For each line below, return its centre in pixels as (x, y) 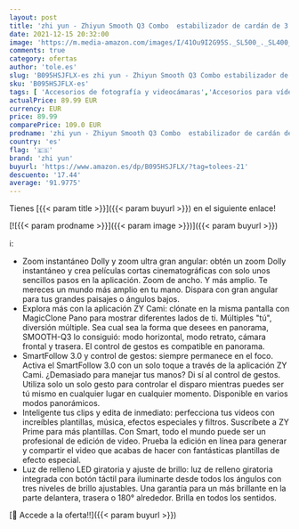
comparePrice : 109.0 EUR (55, 126)
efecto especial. (52, 460)
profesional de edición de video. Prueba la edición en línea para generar (154, 441)
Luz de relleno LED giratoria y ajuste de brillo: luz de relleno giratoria (147, 469)
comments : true (37, 51)
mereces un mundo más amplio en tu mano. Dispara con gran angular (150, 289)
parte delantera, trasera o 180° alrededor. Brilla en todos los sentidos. (149, 498)
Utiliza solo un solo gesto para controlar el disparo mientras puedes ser (153, 385)
